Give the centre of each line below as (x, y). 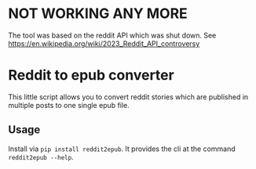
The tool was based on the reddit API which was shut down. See (112, 35)
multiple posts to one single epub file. (69, 105)
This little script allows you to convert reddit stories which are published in (128, 97)
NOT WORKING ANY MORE (98, 14)
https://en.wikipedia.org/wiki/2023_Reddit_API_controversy (104, 43)
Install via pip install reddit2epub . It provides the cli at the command (122, 149)
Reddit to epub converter (91, 76)
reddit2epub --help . (41, 156)
